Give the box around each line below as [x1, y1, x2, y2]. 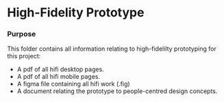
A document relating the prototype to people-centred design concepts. [16, 87, 218, 95]
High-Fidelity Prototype [7, 5, 145, 21]
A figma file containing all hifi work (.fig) [16, 80, 130, 88]
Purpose [7, 29, 36, 39]
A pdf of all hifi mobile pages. [16, 73, 101, 81]
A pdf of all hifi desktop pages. [16, 65, 104, 73]
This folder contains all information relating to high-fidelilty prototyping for [7, 44, 217, 53]
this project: [7, 52, 41, 60]
